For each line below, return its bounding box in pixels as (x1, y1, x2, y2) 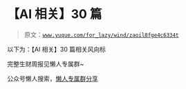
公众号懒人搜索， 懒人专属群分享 (7, 74, 98, 83)
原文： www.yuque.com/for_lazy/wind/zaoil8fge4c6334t (24, 30, 179, 39)
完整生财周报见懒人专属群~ (7, 59, 84, 68)
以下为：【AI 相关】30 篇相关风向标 (7, 45, 106, 53)
